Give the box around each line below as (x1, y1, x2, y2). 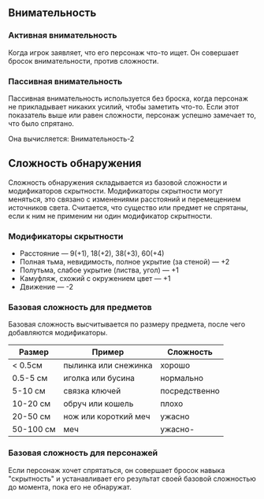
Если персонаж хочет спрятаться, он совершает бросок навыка (8, 465, 225, 475)
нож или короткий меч (63, 411, 151, 422)
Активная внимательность (8, 30, 117, 41)
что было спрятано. (8, 118, 75, 128)
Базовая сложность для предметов (8, 302, 152, 313)
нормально (160, 373, 203, 384)
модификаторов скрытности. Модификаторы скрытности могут (8, 186, 223, 195)
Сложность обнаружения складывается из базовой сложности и (8, 177, 227, 187)
